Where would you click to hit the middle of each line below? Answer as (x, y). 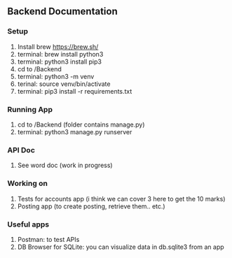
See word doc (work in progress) (65, 165)
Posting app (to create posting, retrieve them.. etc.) (91, 206)
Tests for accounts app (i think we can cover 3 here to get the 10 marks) (121, 199)
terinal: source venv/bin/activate (64, 84)
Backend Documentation (62, 12)
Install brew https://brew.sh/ (58, 46)
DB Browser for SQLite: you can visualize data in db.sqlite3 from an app (121, 247)
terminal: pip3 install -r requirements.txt (75, 91)
